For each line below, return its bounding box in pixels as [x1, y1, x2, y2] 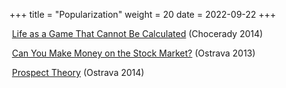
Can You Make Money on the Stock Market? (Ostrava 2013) [11, 47, 256, 59]
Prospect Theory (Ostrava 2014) [11, 67, 145, 78]
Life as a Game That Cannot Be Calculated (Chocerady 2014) [11, 28, 264, 39]
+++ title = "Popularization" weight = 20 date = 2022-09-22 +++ [9, 9, 277, 20]
